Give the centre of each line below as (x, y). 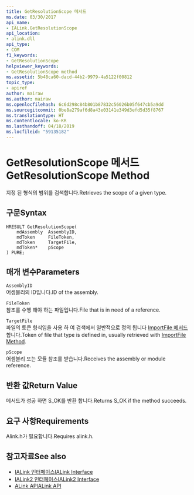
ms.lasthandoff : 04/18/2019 (40, 126)
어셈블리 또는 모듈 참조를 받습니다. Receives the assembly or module (86, 359)
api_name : (18, 22)
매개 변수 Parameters (43, 272)
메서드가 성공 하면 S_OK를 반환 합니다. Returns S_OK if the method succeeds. (96, 401)
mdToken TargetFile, (47, 242)
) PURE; (16, 252)
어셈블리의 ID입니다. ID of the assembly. (52, 292)
